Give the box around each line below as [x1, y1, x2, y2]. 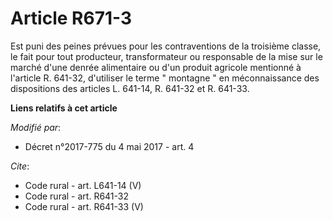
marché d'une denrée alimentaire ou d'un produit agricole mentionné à [10, 61, 302, 73]
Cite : [10, 160, 30, 172]
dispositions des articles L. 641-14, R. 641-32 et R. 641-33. [10, 82, 250, 94]
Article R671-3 [10, 7, 133, 30]
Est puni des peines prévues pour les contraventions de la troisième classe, [10, 40, 322, 52]
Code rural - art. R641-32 [24, 190, 130, 202]
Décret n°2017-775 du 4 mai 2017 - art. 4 [24, 140, 195, 152]
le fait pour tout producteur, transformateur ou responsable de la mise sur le [10, 50, 323, 62]
